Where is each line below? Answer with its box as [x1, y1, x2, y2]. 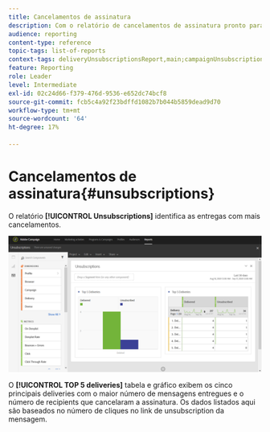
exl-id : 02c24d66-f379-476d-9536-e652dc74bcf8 [8, 89, 167, 97]
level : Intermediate [8, 80, 78, 88]
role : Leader [8, 72, 52, 80]
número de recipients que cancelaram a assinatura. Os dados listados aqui [8, 397, 256, 406]
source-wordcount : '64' [8, 115, 88, 123]
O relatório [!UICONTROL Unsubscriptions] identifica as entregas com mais [8, 211, 261, 220]
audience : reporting [8, 30, 78, 38]
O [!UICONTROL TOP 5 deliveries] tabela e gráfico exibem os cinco [8, 380, 233, 389]
